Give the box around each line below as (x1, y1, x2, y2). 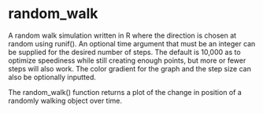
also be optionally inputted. (8, 72, 97, 82)
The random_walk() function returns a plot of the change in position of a (8, 87, 242, 97)
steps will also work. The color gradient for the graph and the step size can (8, 64, 252, 73)
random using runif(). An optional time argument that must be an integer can (8, 38, 256, 48)
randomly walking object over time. (8, 96, 123, 105)
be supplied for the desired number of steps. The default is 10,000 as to (8, 47, 242, 56)
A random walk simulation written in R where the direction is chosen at (8, 31, 237, 40)
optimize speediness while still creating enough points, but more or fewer (8, 56, 246, 65)
